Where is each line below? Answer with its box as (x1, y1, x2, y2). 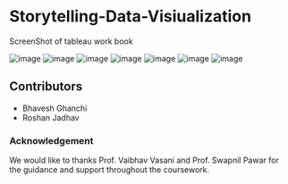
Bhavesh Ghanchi (21, 103, 88, 113)
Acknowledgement (9, 134, 94, 146)
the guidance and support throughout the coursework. (9, 164, 210, 175)
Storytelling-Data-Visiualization (9, 6, 252, 27)
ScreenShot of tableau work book (9, 36, 133, 46)
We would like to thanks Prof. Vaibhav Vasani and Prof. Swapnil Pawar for (9, 155, 279, 166)
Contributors (9, 79, 83, 95)
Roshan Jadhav (21, 112, 80, 122)
